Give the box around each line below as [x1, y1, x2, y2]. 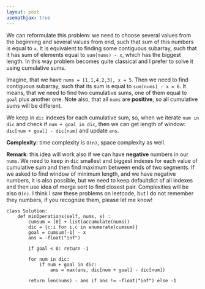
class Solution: [6, 208, 48, 214]
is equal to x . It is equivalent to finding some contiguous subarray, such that [6, 44, 197, 52]
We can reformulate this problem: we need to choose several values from [6, 31, 192, 39]
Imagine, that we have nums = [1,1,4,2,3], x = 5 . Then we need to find [6, 76, 188, 83]
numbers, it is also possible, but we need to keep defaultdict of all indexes [6, 176, 193, 184]
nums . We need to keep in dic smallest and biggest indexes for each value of [6, 157, 198, 164]
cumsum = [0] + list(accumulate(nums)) [28, 219, 130, 225]
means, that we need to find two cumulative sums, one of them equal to [6, 89, 187, 96]
